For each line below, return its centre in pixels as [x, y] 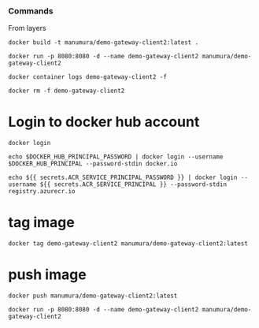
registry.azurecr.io [42, 192]
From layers [27, 28]
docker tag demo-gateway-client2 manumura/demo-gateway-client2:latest [128, 244]
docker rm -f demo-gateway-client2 [67, 91]
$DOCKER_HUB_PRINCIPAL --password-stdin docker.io [93, 164]
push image [47, 275]
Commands [31, 11]
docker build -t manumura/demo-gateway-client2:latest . [104, 43]
